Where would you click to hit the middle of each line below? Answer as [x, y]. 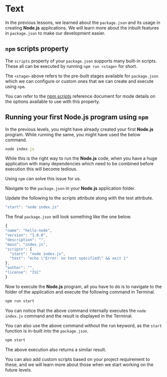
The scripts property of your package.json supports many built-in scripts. [81, 61]
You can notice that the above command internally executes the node [76, 311]
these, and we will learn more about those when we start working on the [79, 365]
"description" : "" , [25, 240]
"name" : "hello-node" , [29, 231]
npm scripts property [37, 49]
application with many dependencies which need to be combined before [80, 164]
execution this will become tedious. [41, 169]
